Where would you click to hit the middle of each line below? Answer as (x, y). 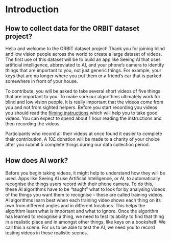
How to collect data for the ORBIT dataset (72, 28)
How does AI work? (37, 160)
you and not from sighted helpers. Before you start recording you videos (81, 107)
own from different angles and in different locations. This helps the (75, 205)
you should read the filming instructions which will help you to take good (81, 113)
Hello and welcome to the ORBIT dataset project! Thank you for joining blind (85, 49)
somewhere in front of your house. (42, 81)
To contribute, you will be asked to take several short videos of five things (83, 91)
